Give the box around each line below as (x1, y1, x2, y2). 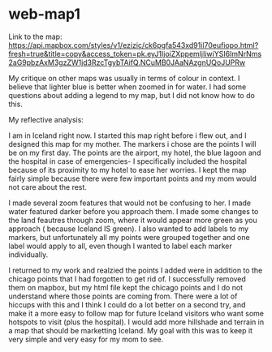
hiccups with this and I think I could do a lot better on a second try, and (8, 299, 246, 309)
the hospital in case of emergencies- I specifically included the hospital (8, 156, 248, 166)
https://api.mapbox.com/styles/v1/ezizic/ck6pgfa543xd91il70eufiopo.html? (8, 40, 259, 49)
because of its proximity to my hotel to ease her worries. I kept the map (8, 165, 247, 174)
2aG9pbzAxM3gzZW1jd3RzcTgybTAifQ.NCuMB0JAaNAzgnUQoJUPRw (8, 58, 246, 67)
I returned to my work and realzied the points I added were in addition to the (8, 265, 263, 275)
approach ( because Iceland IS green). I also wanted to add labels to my (8, 224, 249, 234)
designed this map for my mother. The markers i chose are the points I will (8, 139, 257, 148)
